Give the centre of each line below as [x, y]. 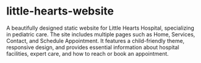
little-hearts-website [60, 11]
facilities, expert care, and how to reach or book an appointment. [88, 53]
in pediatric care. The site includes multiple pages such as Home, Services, [101, 34]
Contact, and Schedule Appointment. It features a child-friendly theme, [95, 41]
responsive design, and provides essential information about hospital [93, 47]
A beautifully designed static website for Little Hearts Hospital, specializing [100, 28]
